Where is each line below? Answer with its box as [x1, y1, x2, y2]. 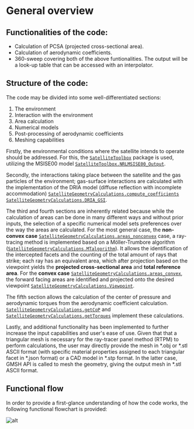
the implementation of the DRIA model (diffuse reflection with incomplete [6, 184, 182, 191]
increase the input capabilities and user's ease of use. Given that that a [6, 329, 177, 337]
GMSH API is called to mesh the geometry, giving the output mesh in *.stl [6, 361, 182, 368]
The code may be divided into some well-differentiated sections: [6, 94, 162, 101]
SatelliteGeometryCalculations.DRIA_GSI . [6, 196, 108, 203]
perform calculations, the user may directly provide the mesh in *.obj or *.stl [6, 342, 188, 349]
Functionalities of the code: [6, 27, 108, 37]
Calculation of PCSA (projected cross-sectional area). [14, 43, 144, 50]
